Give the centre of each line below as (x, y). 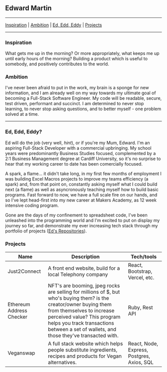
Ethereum (19, 304)
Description (85, 257)
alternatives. (62, 362)
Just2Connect (24, 271)
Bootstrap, (140, 271)
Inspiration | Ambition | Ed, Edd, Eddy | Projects (54, 25)
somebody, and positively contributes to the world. (57, 64)
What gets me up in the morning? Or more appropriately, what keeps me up (83, 53)
